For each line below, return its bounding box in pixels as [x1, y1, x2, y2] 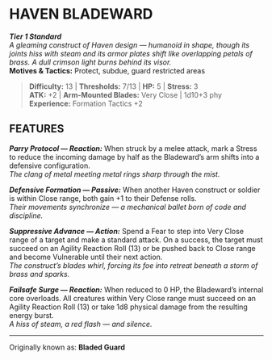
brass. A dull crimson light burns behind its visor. [9, 57, 172, 67]
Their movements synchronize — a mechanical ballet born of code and [9, 202, 247, 211]
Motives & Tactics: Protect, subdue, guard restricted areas [9, 65, 205, 75]
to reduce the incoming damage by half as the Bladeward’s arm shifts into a [9, 152, 260, 161]
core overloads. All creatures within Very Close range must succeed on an [9, 293, 257, 303]
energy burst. [9, 310, 55, 320]
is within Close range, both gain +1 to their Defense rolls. [9, 193, 197, 203]
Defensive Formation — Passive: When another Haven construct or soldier [9, 185, 261, 195]
